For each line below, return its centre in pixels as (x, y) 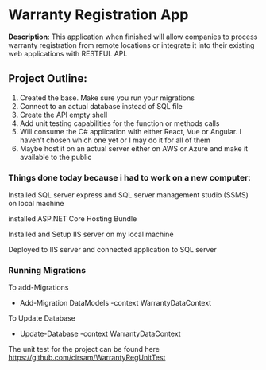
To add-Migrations (39, 287)
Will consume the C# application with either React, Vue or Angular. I (131, 131)
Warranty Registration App (98, 15)
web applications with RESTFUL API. (68, 53)
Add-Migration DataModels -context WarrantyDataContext (116, 303)
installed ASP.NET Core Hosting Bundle (73, 219)
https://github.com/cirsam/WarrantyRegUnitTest (87, 358)
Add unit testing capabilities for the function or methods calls (120, 123)
